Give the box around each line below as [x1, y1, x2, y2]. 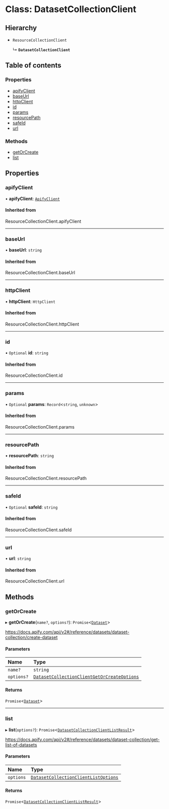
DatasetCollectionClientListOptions [31, 774, 119, 780]
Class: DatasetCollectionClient [5, 4, 137, 15]
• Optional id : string [5, 350, 49, 356]
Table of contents [5, 61, 61, 70]
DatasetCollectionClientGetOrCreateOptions [33, 674, 139, 680]
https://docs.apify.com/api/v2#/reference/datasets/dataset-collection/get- [5, 736, 160, 743]
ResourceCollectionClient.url [5, 578, 64, 584]
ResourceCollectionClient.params [5, 424, 74, 430]
